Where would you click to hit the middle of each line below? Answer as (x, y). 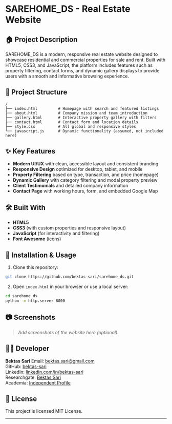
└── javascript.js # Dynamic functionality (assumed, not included (84, 131)
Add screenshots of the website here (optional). (68, 332)
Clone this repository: (35, 267)
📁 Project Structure (36, 92)
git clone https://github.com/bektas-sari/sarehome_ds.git (70, 277)
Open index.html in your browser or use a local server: (71, 287)
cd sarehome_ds (21, 296)
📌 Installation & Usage (41, 255)
